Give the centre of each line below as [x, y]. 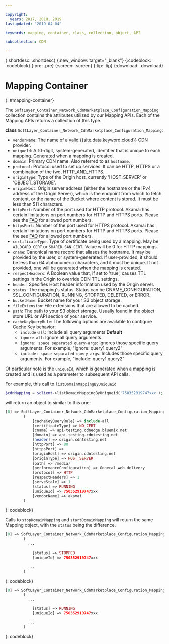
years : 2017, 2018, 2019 [36, 19]
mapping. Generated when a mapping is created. [63, 156]
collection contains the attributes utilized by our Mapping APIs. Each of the [82, 115]
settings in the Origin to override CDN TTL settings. [66, 279]
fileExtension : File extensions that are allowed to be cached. [76, 306]
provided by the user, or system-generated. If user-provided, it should [85, 257]
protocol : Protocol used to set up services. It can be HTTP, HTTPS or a [86, 167]
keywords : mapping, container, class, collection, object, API [73, 33]
